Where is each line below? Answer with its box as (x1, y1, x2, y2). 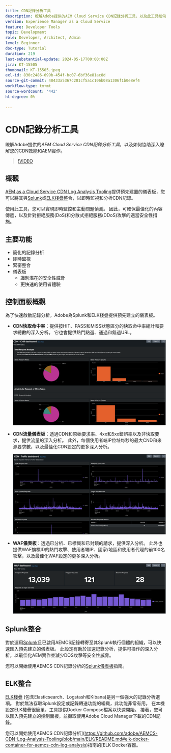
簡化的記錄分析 (12, 250, 44, 256)
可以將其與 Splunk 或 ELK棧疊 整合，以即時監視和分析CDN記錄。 (5, 195, 136, 201)
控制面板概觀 (5, 298, 46, 306)
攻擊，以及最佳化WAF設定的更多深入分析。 (12, 553, 103, 559)
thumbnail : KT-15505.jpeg (5, 67, 60, 72)
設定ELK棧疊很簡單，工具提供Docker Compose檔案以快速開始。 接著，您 (5, 706, 159, 713)
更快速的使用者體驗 (20, 281, 61, 287)
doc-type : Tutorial (5, 46, 47, 51)
